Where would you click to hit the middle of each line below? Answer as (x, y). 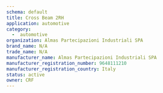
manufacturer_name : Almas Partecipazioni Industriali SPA (81, 58)
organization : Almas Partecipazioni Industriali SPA (75, 40)
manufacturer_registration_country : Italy (61, 69)
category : (19, 29)
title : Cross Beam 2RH (35, 18)
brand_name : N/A (27, 46)
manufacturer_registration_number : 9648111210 (67, 63)
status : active (26, 75)
